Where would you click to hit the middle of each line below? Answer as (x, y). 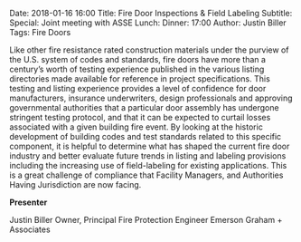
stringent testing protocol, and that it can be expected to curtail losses (140, 117)
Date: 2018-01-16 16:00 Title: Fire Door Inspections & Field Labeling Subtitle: (151, 13)
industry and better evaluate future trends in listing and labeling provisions (148, 156)
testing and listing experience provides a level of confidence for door (138, 88)
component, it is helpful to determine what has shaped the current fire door (150, 146)
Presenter (28, 202)
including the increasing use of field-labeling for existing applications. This (148, 165)
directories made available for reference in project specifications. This (140, 79)
